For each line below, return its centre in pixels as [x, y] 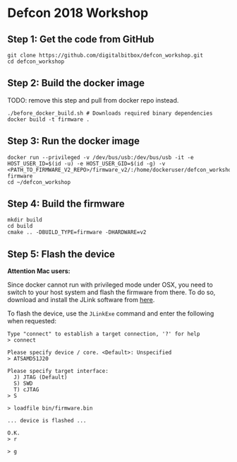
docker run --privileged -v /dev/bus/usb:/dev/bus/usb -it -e [101, 157]
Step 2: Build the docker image [76, 83]
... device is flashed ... [47, 421]
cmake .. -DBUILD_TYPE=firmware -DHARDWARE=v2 [77, 232]
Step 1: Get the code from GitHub [81, 39]
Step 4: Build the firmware [66, 204]
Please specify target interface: [58, 371]
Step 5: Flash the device [61, 254]
